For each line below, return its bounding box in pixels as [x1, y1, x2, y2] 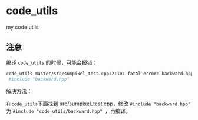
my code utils [6, 24, 39, 31]
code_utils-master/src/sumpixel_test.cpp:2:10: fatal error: [6, 71, 160, 76]
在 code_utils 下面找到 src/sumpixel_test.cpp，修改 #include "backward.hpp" [6, 100, 191, 107]
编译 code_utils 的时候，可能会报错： [6, 59, 98, 66]
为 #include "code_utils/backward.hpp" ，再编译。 [6, 107, 131, 114]
